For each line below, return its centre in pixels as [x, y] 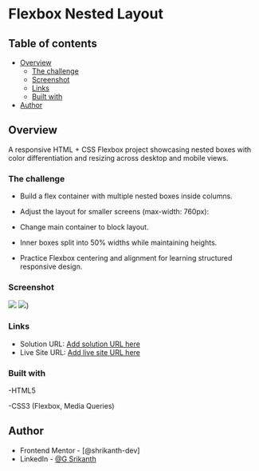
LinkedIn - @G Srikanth [58, 459]
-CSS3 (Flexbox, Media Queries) [61, 406]
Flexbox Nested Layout [86, 14]
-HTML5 [22, 390]
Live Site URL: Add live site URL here [80, 352]
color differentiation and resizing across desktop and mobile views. [118, 158]
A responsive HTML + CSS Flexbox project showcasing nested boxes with [130, 150]
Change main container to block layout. [84, 227]
